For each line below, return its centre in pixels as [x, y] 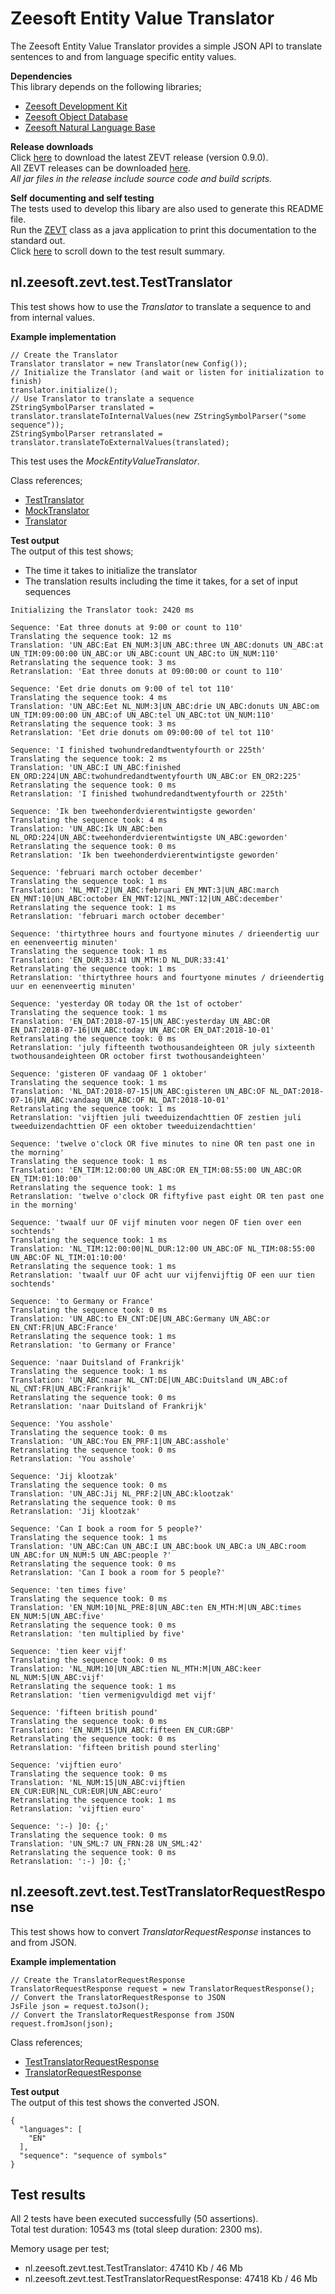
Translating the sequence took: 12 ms [91, 636]
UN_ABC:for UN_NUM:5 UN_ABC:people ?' [91, 1555]
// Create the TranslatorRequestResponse [98, 1980]
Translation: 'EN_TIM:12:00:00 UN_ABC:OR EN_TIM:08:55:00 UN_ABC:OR [156, 1170]
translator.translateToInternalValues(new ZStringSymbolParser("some [158, 416]
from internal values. [52, 317]
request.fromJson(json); [62, 2023]
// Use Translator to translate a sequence [102, 398]
